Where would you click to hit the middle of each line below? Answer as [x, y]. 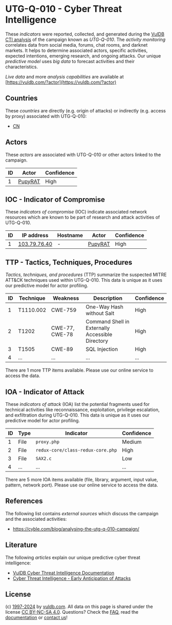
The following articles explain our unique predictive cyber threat [73, 557]
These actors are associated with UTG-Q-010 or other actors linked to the [83, 154]
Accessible [99, 335]
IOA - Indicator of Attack [45, 392]
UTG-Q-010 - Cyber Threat [63, 9]
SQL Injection [102, 349]
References [24, 501]
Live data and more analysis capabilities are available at [64, 76]
